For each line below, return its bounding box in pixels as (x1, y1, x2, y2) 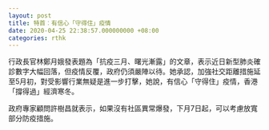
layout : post (8, 11, 52, 20)
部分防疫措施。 (8, 113, 58, 124)
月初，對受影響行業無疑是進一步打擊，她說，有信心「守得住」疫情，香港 (19, 77, 259, 86)
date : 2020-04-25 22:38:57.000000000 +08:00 (8, 26, 159, 34)
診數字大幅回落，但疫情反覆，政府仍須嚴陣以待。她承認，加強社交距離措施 (8, 67, 254, 77)
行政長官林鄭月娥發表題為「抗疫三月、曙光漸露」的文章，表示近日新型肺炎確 (8, 57, 261, 66)
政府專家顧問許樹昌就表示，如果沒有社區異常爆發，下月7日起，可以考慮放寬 (8, 104, 258, 113)
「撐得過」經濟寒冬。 (8, 87, 78, 97)
